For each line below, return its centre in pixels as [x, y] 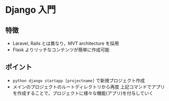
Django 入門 [30, 10]
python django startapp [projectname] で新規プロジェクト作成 [79, 80]
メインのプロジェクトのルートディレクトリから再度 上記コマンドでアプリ [89, 87]
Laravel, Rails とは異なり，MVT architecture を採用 [66, 43]
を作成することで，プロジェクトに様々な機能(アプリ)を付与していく [83, 93]
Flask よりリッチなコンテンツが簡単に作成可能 [61, 50]
